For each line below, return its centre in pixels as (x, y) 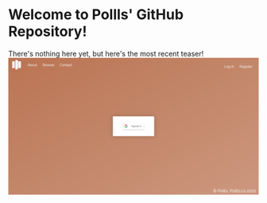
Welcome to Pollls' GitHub (96, 15)
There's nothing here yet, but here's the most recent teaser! (106, 53)
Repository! (48, 31)
